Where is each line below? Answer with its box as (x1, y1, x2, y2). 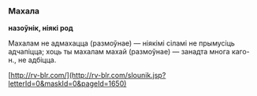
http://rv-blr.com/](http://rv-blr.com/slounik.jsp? (10, 71, 166, 80)
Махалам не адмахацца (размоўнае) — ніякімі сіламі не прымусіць (8, 39, 235, 48)
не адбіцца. (18, 55, 57, 65)
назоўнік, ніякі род (8, 24, 73, 33)
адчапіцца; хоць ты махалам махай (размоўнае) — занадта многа (8, 47, 230, 57)
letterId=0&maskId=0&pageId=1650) (8, 79, 127, 88)
